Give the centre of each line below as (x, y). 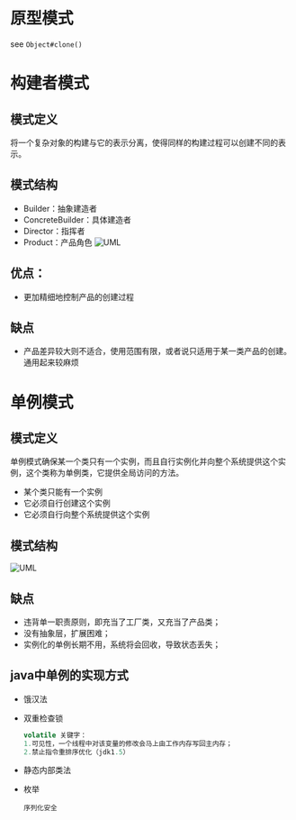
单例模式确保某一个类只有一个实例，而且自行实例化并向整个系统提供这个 (144, 461)
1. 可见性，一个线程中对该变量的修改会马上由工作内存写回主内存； (128, 743)
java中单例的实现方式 (70, 675)
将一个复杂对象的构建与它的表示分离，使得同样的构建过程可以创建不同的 (144, 142)
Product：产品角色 (58, 242)
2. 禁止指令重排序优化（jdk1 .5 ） (76, 752)
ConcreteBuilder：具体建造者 (77, 219)
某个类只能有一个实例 (63, 492)
